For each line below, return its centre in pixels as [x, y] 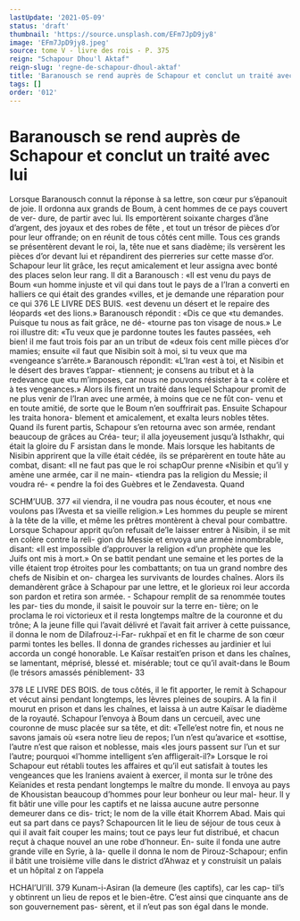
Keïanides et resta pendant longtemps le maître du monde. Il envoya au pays [150, 785]
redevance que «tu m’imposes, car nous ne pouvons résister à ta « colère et [149, 380]
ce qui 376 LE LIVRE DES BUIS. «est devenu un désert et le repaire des [140, 304]
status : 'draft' [39, 26]
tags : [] [25, 84]
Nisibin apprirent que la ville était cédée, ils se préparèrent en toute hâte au [147, 456]
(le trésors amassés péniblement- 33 [77, 672]
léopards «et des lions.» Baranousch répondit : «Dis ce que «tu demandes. [146, 313]
